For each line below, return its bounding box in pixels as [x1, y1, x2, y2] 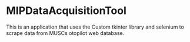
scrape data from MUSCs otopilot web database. [6, 29, 125, 36]
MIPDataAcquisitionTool [6, 4, 126, 17]
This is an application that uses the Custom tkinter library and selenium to [6, 23, 184, 30]
